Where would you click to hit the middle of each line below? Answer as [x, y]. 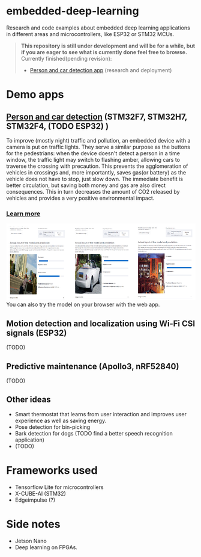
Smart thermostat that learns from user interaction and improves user [101, 414]
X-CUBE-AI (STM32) [40, 493]
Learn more [23, 214]
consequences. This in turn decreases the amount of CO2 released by [93, 191]
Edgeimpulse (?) [35, 500]
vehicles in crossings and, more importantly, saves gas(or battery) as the [96, 172]
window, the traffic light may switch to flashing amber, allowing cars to [93, 159]
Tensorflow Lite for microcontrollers [59, 487]
